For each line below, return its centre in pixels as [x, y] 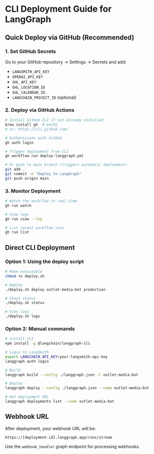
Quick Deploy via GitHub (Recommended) [70, 37]
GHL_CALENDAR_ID [29, 92]
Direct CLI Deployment [40, 248]
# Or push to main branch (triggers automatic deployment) [66, 165]
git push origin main [27, 178]
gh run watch [18, 205]
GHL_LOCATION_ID [29, 87]
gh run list [17, 232]
